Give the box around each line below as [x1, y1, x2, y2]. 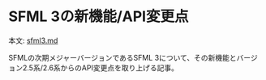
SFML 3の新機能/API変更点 [8, 7, 189, 26]
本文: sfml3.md [8, 36, 58, 45]
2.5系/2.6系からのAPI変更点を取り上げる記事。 [22, 62, 178, 73]
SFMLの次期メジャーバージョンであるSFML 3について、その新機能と [8, 53, 237, 62]
